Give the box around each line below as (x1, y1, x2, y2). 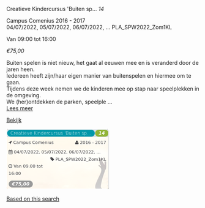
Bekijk (6, 116, 22, 124)
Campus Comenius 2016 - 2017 (6, 17, 86, 24)
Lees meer (6, 105, 34, 112)
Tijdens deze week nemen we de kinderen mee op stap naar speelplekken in (6, 85, 199, 92)
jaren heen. (6, 65, 35, 73)
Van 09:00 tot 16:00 (6, 35, 56, 42)
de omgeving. (6, 92, 41, 98)
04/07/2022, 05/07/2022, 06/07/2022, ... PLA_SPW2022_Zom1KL (6, 24, 173, 31)
